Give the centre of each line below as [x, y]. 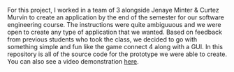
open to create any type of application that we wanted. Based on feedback [115, 32]
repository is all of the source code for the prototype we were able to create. [117, 54]
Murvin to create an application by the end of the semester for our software [116, 17]
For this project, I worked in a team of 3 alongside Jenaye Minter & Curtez [114, 10]
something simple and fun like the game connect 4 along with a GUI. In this [115, 47]
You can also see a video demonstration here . [73, 61]
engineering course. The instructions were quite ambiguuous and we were [114, 25]
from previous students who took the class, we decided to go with [102, 39]
